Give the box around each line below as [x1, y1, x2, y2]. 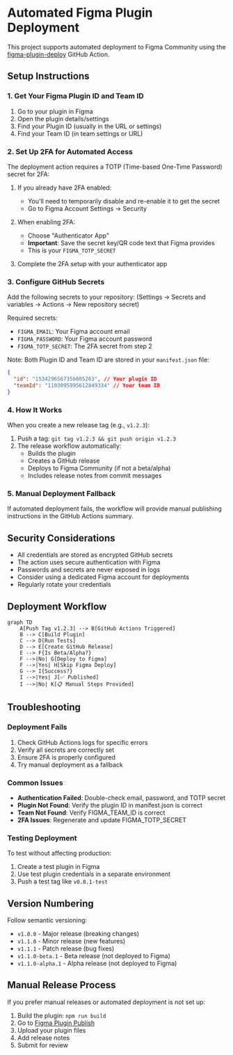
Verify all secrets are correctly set [17, 746, 115, 754]
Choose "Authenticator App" [27, 231, 110, 240]
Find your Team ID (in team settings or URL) [17, 129, 143, 137]
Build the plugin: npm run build [17, 1011, 106, 1019]
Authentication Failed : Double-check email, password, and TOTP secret [17, 793, 226, 802]
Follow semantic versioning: [7, 916, 88, 925]
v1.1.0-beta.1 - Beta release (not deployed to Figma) [17, 952, 170, 960]
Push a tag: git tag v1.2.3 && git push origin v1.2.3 [17, 434, 176, 443]
